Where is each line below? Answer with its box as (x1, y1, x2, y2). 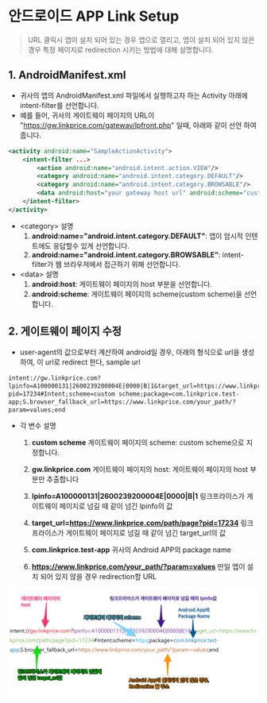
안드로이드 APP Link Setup (8, 7, 180, 25)
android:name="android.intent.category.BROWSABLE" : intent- (31, 249, 245, 259)
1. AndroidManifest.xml (8, 68, 126, 82)
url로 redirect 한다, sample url (44, 357, 141, 366)
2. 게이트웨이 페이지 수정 (8, 325, 122, 338)
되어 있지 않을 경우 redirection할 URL (40, 571, 157, 581)
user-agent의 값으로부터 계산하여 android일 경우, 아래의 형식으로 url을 (19, 347, 240, 357)
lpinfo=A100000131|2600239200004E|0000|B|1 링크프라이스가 (31, 491, 245, 500)
